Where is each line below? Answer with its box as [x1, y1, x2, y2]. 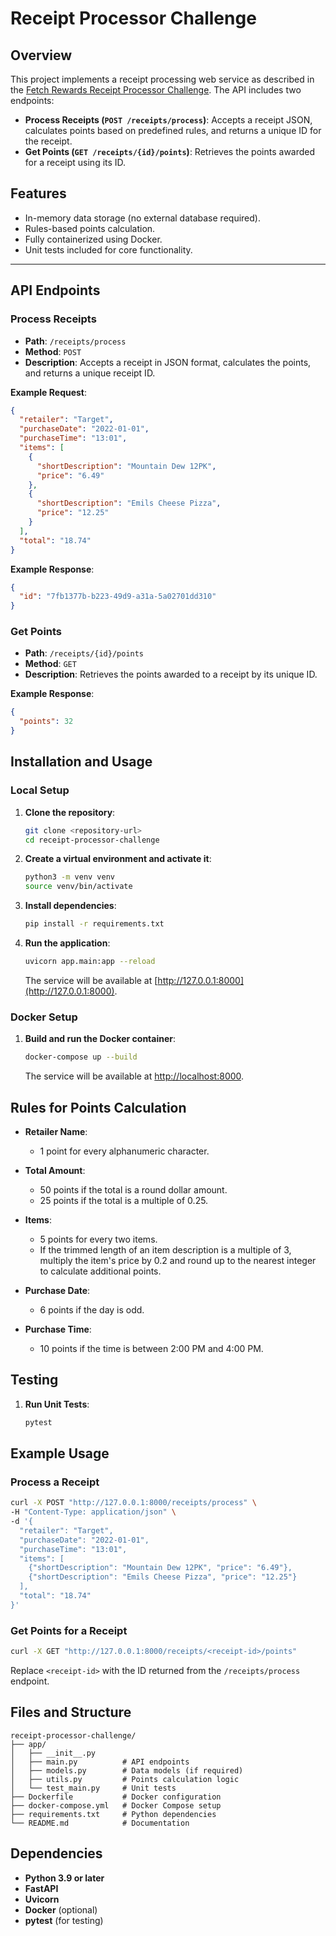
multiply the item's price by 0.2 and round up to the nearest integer [39, 1254, 317, 1266]
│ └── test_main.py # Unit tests [10, 1783, 177, 1793]
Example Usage [10, 1445, 110, 1462]
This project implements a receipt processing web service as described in [10, 73, 315, 85]
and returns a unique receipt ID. [24, 367, 156, 379]
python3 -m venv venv [24, 872, 116, 882]
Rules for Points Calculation [10, 1099, 187, 1116]
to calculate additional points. [39, 1265, 162, 1277]
